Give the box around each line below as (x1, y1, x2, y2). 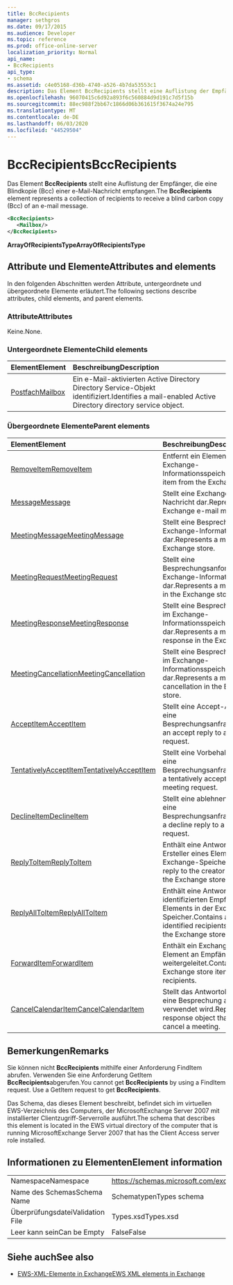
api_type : (7, 68, 36, 75)
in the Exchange (162, 589, 215, 599)
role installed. (7, 1136, 46, 1144)
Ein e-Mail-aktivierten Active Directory (72, 374, 200, 384)
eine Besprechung (162, 996, 223, 1005)
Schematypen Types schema (111, 1192, 205, 1202)
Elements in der (162, 903, 214, 913)
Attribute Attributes (7, 311, 73, 321)
